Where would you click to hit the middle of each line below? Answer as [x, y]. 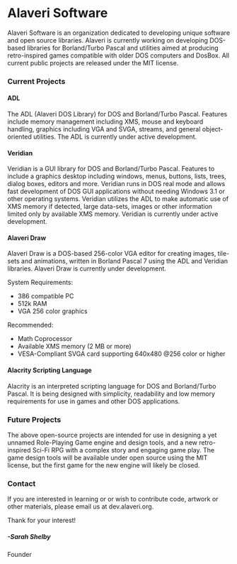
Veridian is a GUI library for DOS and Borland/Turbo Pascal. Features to [111, 169]
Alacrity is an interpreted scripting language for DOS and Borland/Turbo [112, 386]
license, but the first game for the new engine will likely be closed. [104, 465]
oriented [19, 137]
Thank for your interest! [42, 521]
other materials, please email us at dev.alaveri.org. [81, 506]
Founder [19, 555]
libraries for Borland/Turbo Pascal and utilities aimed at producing [123, 48]
